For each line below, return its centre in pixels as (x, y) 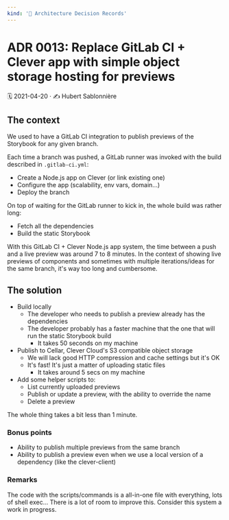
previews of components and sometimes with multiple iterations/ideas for (111, 261)
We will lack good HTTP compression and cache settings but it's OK (123, 358)
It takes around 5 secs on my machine (91, 373)
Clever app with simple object (94, 62)
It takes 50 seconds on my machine (88, 343)
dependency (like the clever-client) (67, 462)
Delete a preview (51, 401)
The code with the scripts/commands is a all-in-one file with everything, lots (115, 495)
